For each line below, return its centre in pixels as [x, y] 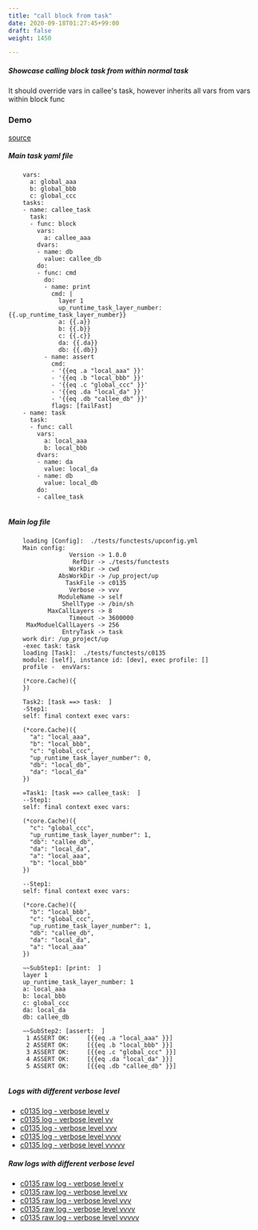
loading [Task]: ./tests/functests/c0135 [94, 653]
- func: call [51, 427]
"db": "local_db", [60, 765]
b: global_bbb [53, 189]
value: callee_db [73, 259]
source [20, 138]
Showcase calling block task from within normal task [99, 70]
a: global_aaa [53, 182]
